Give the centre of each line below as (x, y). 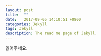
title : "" (17, 15)
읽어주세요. (16, 48)
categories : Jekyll (26, 24)
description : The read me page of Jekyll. (51, 33)
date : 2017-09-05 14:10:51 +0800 (43, 19)
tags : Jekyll (19, 29)
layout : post (19, 10)
